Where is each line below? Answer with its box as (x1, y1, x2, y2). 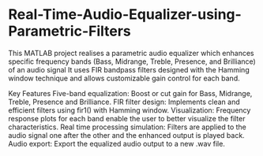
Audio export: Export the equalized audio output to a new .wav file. (8, 139, 225, 148)
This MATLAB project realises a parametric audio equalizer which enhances (8, 48, 254, 58)
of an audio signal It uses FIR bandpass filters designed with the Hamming (8, 65, 250, 74)
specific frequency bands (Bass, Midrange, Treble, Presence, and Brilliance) (8, 57, 257, 66)
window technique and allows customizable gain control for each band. (8, 73, 240, 83)
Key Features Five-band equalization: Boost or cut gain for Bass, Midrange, (8, 88, 253, 98)
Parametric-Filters (8, 22, 132, 40)
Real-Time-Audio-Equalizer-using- (8, 6, 242, 24)
